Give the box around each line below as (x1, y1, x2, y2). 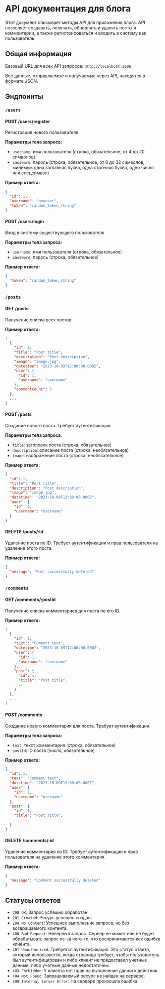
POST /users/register (5, 118, 51, 124)
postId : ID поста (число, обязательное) (12, 747, 95, 753)
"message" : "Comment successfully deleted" (9, 877, 101, 883)
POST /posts (5, 411, 32, 417)
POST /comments (5, 712, 43, 718)
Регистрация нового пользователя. (5, 129, 80, 135)
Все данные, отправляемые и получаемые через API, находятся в (5, 73, 145, 79)
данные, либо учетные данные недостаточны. (12, 962, 110, 969)
